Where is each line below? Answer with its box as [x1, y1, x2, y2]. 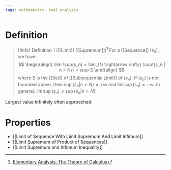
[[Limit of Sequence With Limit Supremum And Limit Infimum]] [12, 133, 144, 140]
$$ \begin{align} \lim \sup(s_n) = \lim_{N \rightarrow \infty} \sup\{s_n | [18, 61, 165, 67]
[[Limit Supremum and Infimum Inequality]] [12, 144, 103, 150]
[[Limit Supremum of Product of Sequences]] [12, 139, 108, 145]
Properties [5, 117, 51, 128]
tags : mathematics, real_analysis [5, 7, 79, 13]
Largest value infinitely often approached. [5, 99, 93, 105]
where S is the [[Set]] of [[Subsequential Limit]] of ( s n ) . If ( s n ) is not [17, 75, 159, 82]
